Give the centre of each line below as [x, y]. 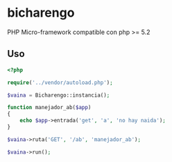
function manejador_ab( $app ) [49, 108]
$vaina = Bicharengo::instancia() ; [59, 95]
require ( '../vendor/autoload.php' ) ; [60, 82]
